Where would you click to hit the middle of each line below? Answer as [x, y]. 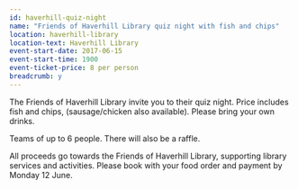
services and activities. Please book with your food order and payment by [146, 165]
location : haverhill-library [64, 34]
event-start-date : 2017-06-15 [66, 51]
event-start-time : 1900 [54, 59]
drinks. [22, 121]
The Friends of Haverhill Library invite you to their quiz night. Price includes [149, 102]
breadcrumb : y [36, 76]
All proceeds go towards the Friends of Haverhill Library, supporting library [148, 156]
